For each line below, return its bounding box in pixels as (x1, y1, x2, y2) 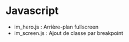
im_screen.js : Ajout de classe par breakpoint (14, 29, 124, 36)
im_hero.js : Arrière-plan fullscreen (14, 23, 98, 30)
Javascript (5, 4, 59, 17)
